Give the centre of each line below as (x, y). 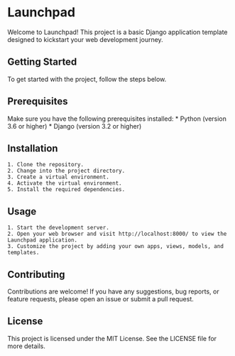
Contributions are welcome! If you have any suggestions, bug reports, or (113, 291)
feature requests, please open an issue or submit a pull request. (100, 299)
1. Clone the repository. (45, 165)
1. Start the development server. (59, 228)
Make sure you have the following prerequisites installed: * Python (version (117, 119)
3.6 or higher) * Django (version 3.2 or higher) (75, 126)
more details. (27, 346)
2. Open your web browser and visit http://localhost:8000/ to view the (117, 234)
